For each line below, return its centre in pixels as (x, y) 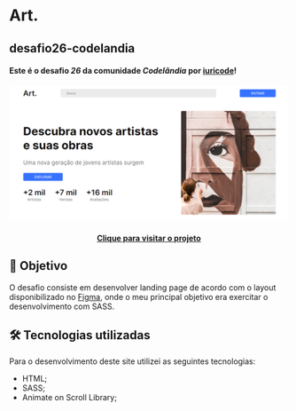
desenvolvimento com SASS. (62, 306)
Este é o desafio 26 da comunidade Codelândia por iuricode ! (123, 71)
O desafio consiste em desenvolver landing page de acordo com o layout (143, 287)
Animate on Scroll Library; (70, 397)
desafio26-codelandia (72, 48)
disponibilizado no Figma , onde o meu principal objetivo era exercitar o (139, 296)
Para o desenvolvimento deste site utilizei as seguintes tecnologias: (132, 361)
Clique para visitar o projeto (149, 238)
